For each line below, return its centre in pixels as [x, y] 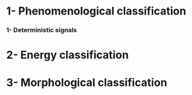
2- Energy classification [68, 55]
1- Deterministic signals [42, 30]
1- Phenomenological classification [96, 11]
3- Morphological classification [87, 83]
